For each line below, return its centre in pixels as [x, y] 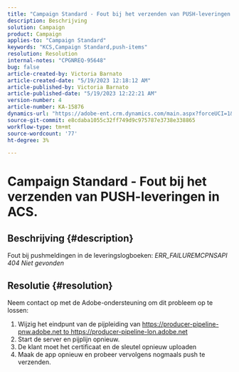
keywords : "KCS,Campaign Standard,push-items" [78, 47]
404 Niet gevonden [36, 263]
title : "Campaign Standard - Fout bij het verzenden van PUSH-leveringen [119, 14]
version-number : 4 [34, 101]
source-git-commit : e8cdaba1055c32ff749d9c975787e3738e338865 [101, 120]
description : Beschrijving [47, 21]
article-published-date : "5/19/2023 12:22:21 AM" [83, 94]
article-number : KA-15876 [46, 107]
